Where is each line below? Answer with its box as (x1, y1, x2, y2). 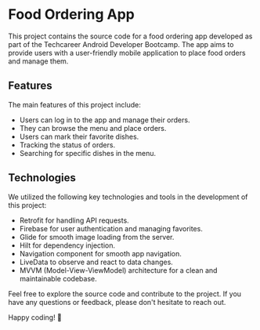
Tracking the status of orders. (19, 140, 116, 150)
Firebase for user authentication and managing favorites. (19, 223, 204, 233)
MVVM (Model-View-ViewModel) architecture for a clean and (19, 265, 218, 275)
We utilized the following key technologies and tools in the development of (8, 192, 248, 201)
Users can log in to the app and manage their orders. (19, 115, 190, 125)
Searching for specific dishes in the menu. (19, 148, 157, 158)
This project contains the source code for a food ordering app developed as (8, 31, 253, 41)
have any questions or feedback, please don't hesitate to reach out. (8, 297, 226, 306)
